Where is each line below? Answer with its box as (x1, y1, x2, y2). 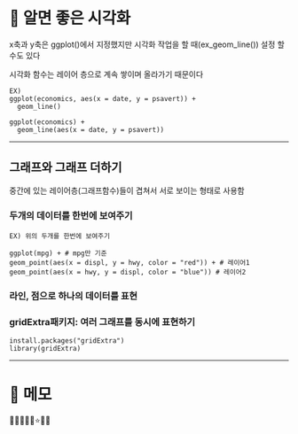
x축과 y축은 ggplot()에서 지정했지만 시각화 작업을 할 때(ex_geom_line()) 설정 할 (9, 39, 286, 50)
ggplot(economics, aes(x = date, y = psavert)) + (9, 94, 197, 103)
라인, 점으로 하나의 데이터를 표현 (9, 290, 138, 302)
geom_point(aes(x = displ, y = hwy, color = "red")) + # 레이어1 (9, 259, 250, 267)
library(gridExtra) (9, 345, 82, 353)
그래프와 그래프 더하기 (9, 160, 122, 175)
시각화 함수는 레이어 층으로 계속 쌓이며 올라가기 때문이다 (9, 68, 204, 80)
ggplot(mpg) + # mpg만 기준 (9, 249, 107, 258)
